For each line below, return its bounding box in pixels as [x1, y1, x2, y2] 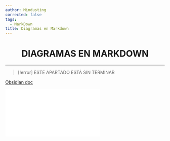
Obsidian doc [5, 79, 33, 85]
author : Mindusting [5, 7, 47, 13]
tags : [5, 17, 17, 22]
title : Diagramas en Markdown [5, 26, 69, 31]
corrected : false [5, 12, 42, 17]
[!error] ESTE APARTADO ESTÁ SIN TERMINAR [17, 69, 115, 76]
